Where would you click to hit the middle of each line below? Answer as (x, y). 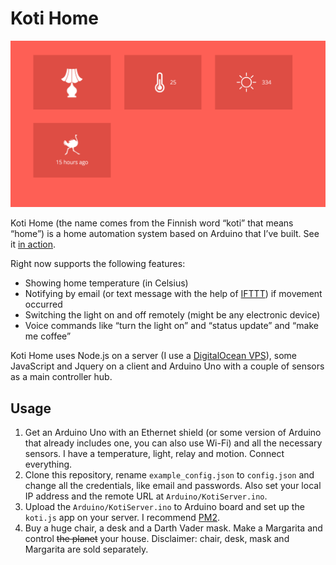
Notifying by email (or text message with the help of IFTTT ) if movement (173, 294)
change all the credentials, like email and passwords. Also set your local (173, 486)
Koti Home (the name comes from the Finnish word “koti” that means (152, 223)
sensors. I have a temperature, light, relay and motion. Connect (154, 454)
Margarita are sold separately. (86, 549)
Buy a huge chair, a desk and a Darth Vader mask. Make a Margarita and (173, 528)
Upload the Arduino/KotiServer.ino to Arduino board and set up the (164, 507)
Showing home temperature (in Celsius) (106, 283)
